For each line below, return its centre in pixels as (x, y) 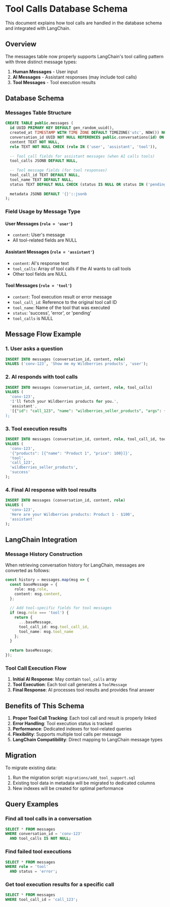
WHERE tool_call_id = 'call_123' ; (42, 900)
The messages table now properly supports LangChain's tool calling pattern (84, 56)
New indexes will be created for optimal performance (68, 788)
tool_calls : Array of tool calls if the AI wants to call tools (72, 269)
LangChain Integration (41, 539)
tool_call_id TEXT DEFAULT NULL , (45, 175)
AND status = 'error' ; (34, 872)
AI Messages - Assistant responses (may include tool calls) (75, 77)
